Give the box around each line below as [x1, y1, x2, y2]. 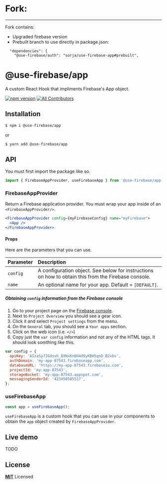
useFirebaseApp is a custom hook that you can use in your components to [5, 413, 155, 419]
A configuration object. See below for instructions [37, 267, 154, 274]
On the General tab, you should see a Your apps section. [12, 324, 127, 330]
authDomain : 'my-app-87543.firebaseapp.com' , [9, 358, 106, 363]
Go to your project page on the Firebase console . [12, 308, 113, 314]
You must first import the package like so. [5, 168, 90, 174]
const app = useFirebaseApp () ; [5, 404, 70, 410]
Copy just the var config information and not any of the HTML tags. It [12, 334, 156, 340]
